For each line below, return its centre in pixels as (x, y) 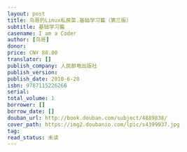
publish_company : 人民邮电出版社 (52, 66)
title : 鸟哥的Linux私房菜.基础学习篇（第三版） (69, 20)
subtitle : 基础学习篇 (36, 27)
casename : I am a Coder (42, 33)
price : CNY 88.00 (33, 53)
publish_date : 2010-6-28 (43, 79)
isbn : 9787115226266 (37, 85)
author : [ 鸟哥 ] (28, 40)
